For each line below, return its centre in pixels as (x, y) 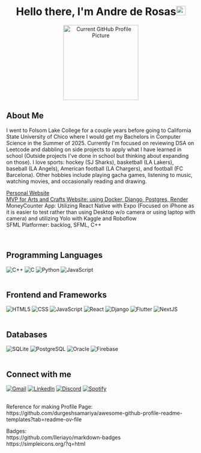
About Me (25, 116)
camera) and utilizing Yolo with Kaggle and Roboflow (71, 218)
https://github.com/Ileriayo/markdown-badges (64, 437)
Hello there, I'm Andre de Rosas (96, 12)
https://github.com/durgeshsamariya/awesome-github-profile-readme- (94, 413)
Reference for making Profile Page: (49, 406)
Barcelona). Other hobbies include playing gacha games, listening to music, (100, 175)
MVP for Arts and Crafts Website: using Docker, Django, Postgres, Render (97, 199)
